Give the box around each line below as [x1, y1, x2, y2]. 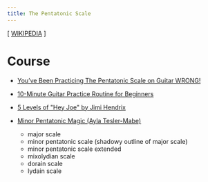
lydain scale [27, 167, 62, 175]
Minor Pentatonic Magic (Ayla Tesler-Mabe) [17, 116, 142, 125]
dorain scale [27, 159, 64, 167]
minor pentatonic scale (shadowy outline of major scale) [27, 137, 188, 145]
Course [7, 53, 50, 69]
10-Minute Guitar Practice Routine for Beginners [17, 89, 154, 98]
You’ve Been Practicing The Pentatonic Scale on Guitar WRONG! [17, 76, 201, 84]
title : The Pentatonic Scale [7, 10, 91, 17]
